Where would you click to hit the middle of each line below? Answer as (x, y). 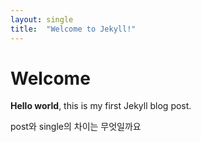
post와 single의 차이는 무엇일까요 (76, 127)
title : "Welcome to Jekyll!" (73, 29)
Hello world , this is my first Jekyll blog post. (101, 106)
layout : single (42, 19)
